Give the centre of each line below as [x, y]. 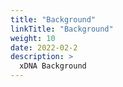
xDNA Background [53, 66]
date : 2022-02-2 [44, 47]
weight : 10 [33, 38]
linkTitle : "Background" [62, 29]
